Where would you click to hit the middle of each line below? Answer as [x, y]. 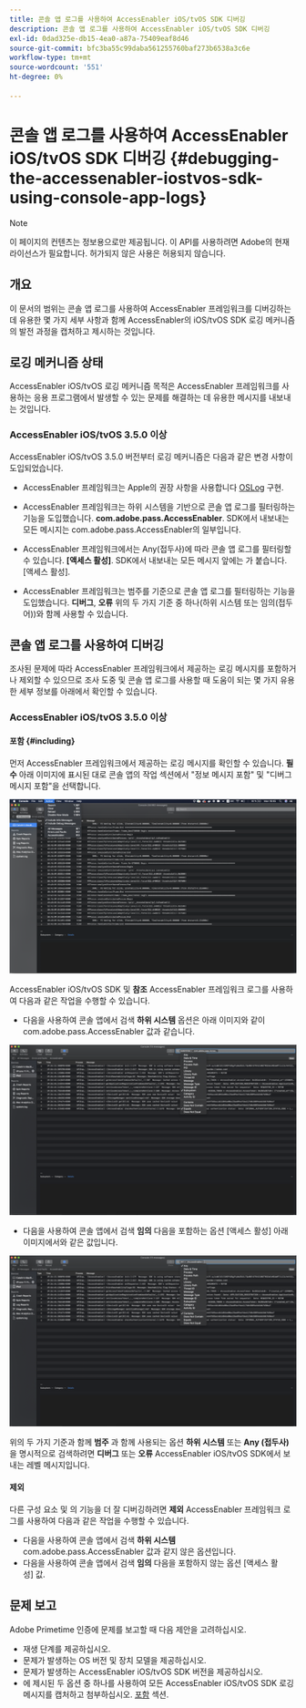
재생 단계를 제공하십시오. [66, 1649]
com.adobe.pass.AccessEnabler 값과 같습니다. [109, 1032]
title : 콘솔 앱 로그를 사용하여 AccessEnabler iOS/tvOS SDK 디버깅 [127, 19]
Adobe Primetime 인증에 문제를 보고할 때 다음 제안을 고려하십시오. [128, 1629]
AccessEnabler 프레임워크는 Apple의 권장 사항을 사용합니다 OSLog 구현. [153, 487]
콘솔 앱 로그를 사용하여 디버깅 [87, 645]
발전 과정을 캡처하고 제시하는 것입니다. [87, 331]
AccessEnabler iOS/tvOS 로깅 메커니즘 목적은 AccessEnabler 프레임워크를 [145, 386]
